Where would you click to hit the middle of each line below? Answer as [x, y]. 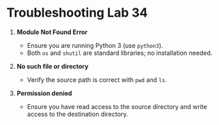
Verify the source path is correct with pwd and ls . [97, 80]
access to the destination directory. [78, 114]
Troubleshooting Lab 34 [77, 13]
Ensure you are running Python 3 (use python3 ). [95, 45]
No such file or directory [52, 66]
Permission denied [44, 93]
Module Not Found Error [52, 32]
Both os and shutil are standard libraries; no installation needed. [120, 53]
